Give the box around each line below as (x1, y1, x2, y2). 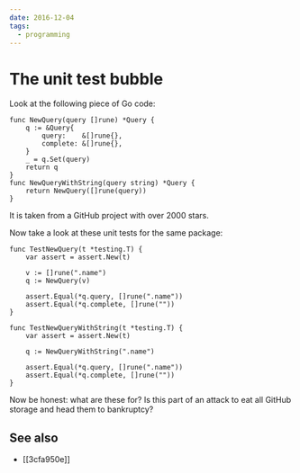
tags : (9, 22, 30, 31)
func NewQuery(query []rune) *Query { (9, 116, 155, 125)
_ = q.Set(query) (25, 155, 91, 165)
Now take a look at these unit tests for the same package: (9, 228, 223, 238)
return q (25, 163, 59, 172)
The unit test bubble (9, 68, 164, 89)
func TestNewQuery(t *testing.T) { (9, 245, 143, 254)
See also (9, 430, 59, 445)
